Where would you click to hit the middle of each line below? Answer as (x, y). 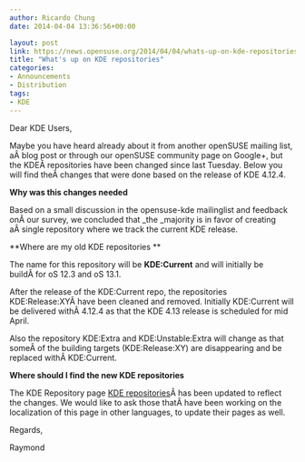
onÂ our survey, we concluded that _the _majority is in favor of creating (143, 219)
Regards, (26, 429)
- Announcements (40, 77)
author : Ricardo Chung (52, 18)
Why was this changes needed (69, 192)
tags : (20, 93)
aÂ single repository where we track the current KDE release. (124, 229)
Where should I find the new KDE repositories (97, 375)
